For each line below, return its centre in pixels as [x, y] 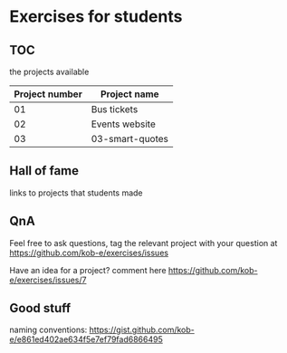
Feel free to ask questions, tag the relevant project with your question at [143, 243]
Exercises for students [96, 17]
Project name [130, 94]
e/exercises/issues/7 [48, 280]
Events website [123, 124]
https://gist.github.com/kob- [142, 330]
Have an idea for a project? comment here [88, 270]
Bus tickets [115, 109]
